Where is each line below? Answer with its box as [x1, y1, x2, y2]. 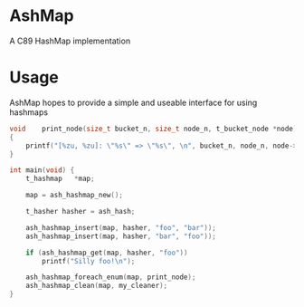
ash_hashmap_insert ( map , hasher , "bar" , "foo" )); [25, 232, 217, 241]
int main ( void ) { [9, 166, 75, 175]
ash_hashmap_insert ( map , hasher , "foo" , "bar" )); [25, 223, 217, 232]
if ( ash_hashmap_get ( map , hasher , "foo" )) [25, 248, 188, 257]
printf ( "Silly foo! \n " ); [42, 256, 136, 265]
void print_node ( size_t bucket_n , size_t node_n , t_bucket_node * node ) [9, 124, 298, 133]
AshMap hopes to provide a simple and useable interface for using [9, 97, 258, 108]
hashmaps [9, 106, 48, 118]
